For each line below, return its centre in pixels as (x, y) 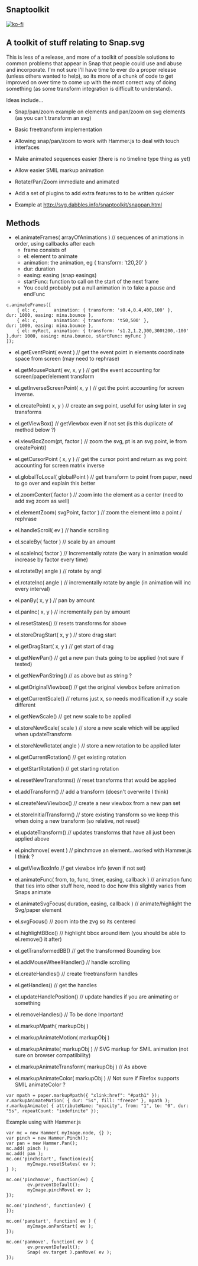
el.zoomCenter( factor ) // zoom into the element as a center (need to (99, 495)
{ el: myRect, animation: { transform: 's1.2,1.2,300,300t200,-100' (103, 331)
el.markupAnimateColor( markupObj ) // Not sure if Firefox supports (97, 1079)
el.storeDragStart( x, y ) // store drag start (65, 635)
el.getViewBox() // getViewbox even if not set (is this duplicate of (94, 424)
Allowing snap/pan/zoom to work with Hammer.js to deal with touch (97, 141)
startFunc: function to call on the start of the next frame (91, 282)
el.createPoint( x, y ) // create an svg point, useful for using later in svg (100, 406)
